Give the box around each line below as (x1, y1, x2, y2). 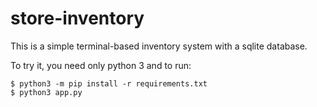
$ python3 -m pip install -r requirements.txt (10, 78, 208, 89)
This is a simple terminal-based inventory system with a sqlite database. (10, 40, 308, 52)
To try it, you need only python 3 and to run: (10, 59, 192, 71)
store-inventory (10, 7, 145, 30)
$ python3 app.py (10, 87, 83, 97)
